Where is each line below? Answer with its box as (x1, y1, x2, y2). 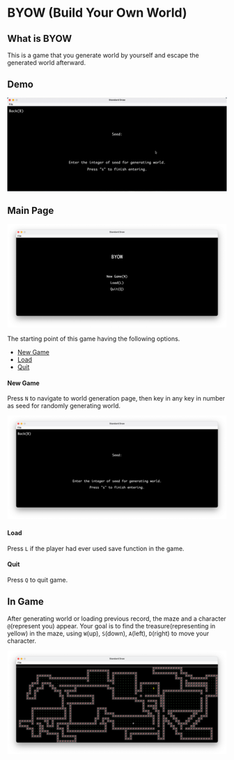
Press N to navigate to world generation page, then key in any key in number (7, 394, 225, 403)
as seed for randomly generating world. (7, 402, 120, 410)
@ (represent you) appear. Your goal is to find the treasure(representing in (7, 621, 216, 630)
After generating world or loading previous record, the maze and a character (7, 614, 226, 623)
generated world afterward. (7, 59, 86, 67)
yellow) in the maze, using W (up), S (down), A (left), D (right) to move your (7, 629, 210, 637)
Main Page (7, 205, 54, 217)
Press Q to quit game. (7, 575, 68, 584)
